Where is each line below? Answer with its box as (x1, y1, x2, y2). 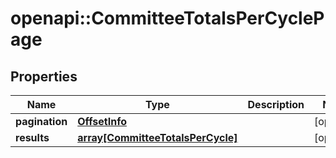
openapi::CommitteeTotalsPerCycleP (10, 7, 325, 30)
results (15, 131, 50, 144)
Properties (10, 68, 78, 85)
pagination (15, 115, 68, 128)
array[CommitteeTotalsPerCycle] (77, 131, 238, 144)
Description (247, 98, 305, 111)
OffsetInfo (77, 115, 127, 128)
